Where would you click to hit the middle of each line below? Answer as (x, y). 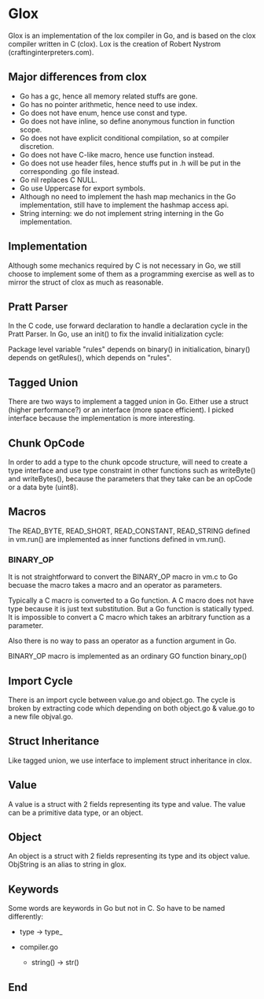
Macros (27, 512)
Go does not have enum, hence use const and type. (103, 113)
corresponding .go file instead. (69, 171)
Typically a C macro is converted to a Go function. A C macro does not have (131, 600)
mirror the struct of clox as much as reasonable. (86, 282)
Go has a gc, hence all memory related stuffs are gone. (108, 96)
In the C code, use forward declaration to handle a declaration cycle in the (128, 326)
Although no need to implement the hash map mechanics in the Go (128, 196)
